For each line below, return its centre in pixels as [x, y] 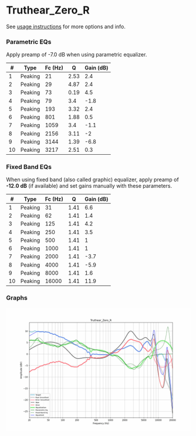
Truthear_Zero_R [48, 10]
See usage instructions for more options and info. [66, 26]
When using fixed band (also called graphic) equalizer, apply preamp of [92, 179]
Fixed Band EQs [29, 167]
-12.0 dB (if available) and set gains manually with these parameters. [89, 186]
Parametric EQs [29, 42]
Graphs [17, 298]
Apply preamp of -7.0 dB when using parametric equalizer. [77, 55]
